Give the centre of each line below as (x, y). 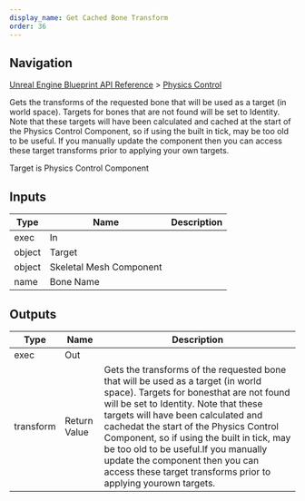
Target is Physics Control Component (79, 168)
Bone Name (74, 282)
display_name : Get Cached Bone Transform (89, 18)
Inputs (28, 196)
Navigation (41, 63)
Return (79, 420)
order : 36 (28, 26)
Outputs (33, 314)
